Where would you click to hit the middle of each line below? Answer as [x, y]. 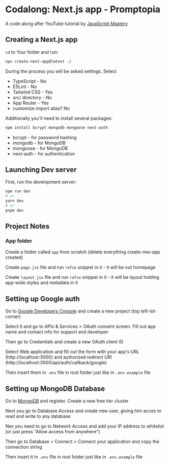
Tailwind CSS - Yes [33, 92]
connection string [24, 447]
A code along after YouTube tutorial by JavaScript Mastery [67, 24]
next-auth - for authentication [44, 153]
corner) [13, 317]
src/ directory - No [32, 97]
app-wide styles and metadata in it [42, 283]
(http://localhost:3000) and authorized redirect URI [59, 357]
